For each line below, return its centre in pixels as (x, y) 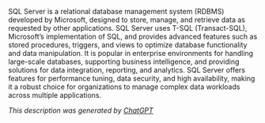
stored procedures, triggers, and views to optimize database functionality (128, 45)
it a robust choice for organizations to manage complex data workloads (124, 87)
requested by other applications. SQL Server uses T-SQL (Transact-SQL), (128, 28)
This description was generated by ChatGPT (81, 110)
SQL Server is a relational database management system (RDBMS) (116, 11)
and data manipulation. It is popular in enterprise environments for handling (131, 53)
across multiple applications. (55, 95)
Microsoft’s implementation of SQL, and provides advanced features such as (133, 36)
